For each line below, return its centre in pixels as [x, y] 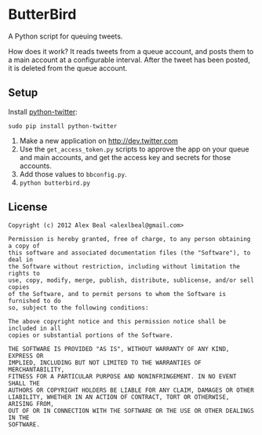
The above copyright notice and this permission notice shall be [117, 321]
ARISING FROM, [31, 404]
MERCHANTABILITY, [36, 369]
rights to [24, 273]
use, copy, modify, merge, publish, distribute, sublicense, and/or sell [131, 280]
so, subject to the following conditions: [78, 308]
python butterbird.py [55, 183]
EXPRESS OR [26, 356]
